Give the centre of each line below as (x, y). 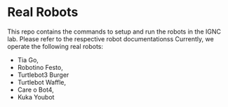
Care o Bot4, (35, 90)
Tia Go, (28, 59)
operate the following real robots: (55, 46)
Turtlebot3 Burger (43, 75)
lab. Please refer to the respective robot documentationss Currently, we (110, 38)
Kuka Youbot (36, 97)
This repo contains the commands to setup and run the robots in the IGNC (114, 31)
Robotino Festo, (40, 67)
